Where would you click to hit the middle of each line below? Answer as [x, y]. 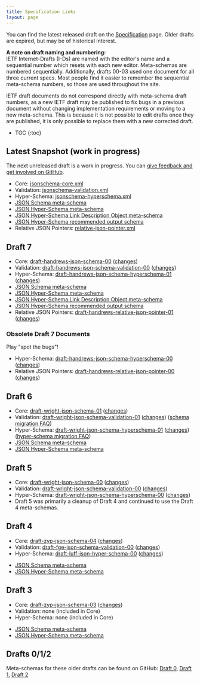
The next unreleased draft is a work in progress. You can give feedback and [99, 166]
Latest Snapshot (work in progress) [73, 151]
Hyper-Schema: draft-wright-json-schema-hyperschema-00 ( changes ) [103, 495]
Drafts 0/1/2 [29, 654]
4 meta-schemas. [36, 508]
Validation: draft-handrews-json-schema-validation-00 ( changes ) [96, 268]
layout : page [22, 17]
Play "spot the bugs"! [32, 347]
